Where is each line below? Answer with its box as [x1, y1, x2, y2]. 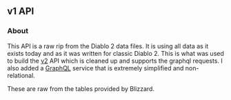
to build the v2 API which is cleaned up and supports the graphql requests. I [7, 57, 223, 65]
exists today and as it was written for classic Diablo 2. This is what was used [7, 49, 224, 57]
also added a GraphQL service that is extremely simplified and [7, 63, 184, 72]
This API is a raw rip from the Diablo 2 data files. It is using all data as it [7, 41, 209, 50]
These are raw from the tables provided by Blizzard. [7, 84, 155, 92]
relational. [7, 71, 36, 79]
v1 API [7, 6, 34, 17]
